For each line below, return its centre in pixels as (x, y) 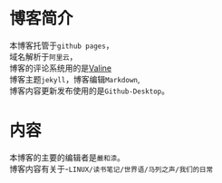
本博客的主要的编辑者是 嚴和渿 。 (67, 157)
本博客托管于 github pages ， (62, 45)
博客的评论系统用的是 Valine (61, 68)
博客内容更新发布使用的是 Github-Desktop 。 (90, 91)
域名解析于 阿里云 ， (43, 56)
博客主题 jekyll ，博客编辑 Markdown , (75, 79)
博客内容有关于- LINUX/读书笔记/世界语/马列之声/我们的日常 (111, 169)
